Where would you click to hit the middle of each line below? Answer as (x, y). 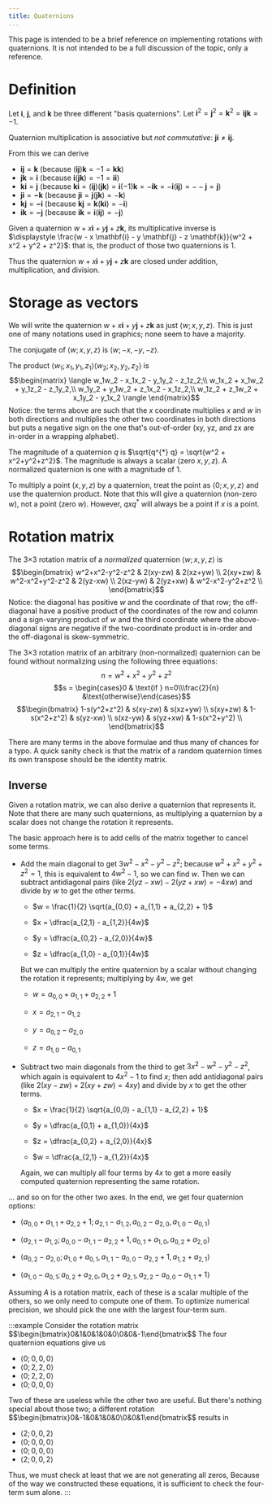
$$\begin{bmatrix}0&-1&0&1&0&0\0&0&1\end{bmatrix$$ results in (119, 1418)
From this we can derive (49, 153)
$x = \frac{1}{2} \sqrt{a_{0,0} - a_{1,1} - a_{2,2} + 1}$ (120, 1109)
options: (22, 1205)
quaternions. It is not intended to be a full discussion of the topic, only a (128, 48)
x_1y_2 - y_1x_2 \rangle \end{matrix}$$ (136, 397)
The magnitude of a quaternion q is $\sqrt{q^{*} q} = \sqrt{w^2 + (117, 452)
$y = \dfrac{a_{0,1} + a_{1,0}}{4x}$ (90, 1125)
